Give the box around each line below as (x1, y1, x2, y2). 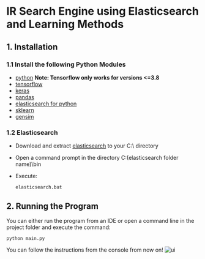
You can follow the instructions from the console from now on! (6, 246, 163, 253)
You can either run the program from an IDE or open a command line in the (6, 217, 195, 224)
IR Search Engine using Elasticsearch (6, 4, 199, 18)
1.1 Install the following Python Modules (6, 60, 126, 69)
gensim (15, 113, 34, 120)
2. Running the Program (6, 201, 99, 211)
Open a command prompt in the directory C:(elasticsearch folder (15, 154, 179, 162)
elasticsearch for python (15, 100, 77, 107)
